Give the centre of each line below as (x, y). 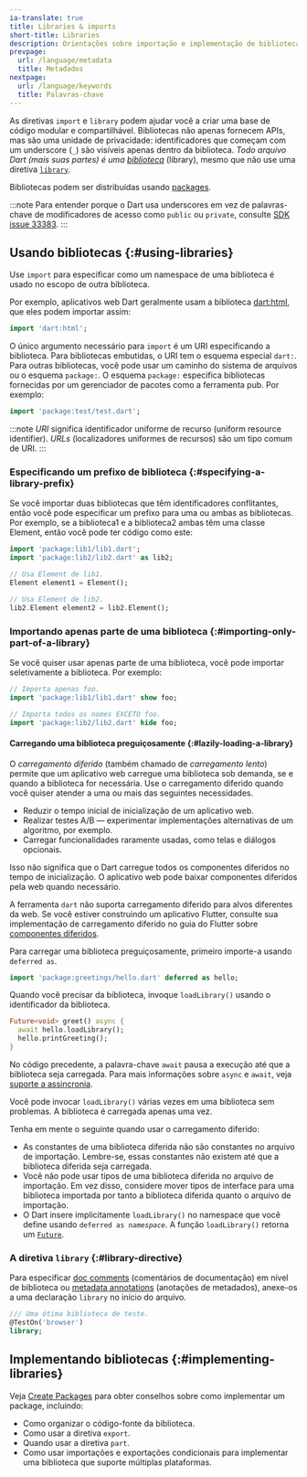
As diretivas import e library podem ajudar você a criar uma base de (140, 121)
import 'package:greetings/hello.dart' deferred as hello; (124, 978)
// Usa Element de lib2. (57, 599)
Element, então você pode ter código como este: (101, 532)
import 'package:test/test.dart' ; (75, 412)
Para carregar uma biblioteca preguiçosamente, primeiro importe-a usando (151, 951)
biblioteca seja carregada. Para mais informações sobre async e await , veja (151, 1074)
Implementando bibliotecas (89, 1359)
